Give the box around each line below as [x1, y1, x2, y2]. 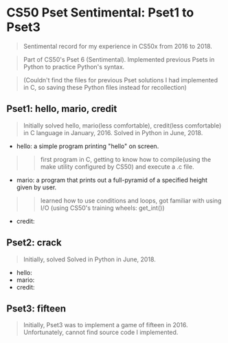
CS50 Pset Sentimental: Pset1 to [6, 5, 194, 21]
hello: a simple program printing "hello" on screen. [16, 142, 159, 150]
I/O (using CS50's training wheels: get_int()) [40, 204, 165, 212]
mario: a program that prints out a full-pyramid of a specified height [16, 176, 207, 184]
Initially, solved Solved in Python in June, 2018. [23, 255, 156, 263]
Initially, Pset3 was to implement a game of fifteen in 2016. [23, 321, 188, 329]
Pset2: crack [6, 237, 62, 248]
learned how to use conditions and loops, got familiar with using [40, 196, 222, 204]
